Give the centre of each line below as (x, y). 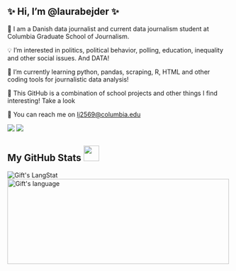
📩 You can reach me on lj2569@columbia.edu (74, 114)
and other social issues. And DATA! (58, 58)
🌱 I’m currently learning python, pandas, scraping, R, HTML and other (109, 72)
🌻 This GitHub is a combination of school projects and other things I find (113, 93)
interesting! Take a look (41, 100)
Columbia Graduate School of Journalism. (68, 36)
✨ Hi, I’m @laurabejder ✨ (63, 12)
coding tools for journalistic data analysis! (68, 79)
